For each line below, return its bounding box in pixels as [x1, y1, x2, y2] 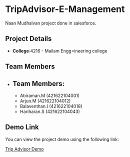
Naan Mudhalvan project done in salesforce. [5, 20, 96, 26]
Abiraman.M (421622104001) [19, 92, 80, 98]
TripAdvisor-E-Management [5, 3, 125, 15]
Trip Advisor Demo [5, 146, 44, 152]
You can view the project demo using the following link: [5, 136, 119, 142]
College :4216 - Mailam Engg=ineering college [12, 47, 107, 53]
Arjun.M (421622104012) [19, 97, 71, 103]
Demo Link [5, 123, 39, 131]
